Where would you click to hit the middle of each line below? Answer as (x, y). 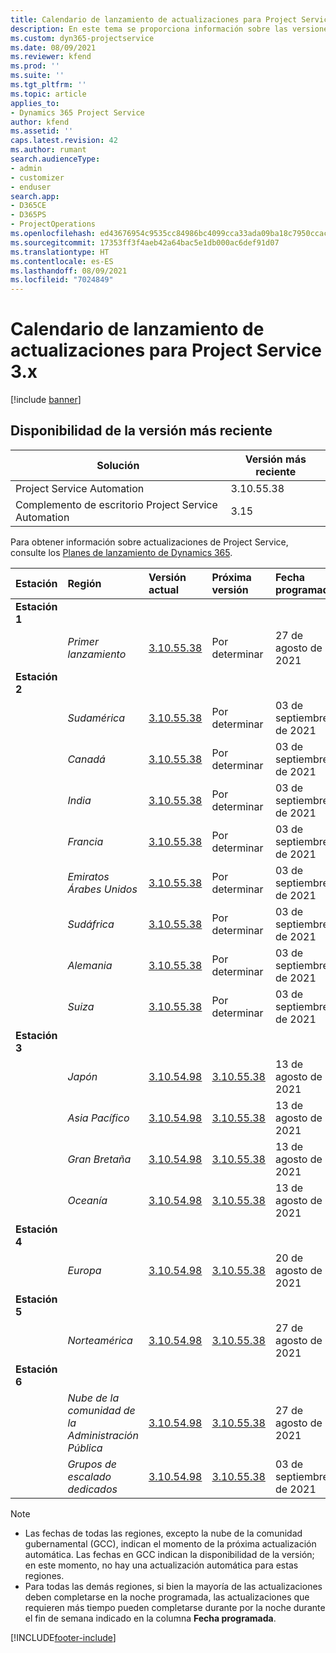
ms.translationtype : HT (60, 252)
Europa (84, 1270)
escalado (89, 1476)
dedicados (92, 1489)
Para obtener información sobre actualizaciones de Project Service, (149, 542)
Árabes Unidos (102, 889)
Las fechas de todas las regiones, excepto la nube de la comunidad (163, 1533)
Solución (118, 465)
